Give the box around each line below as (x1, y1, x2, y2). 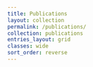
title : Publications (7, 10, 68, 17)
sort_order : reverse (7, 50, 68, 57)
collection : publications (7, 29, 83, 37)
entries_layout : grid (7, 36, 71, 43)
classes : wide (7, 43, 49, 50)
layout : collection (7, 17, 65, 24)
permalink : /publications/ (7, 23, 87, 30)
